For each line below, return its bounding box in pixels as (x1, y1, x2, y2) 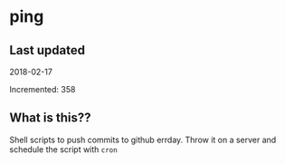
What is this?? (9, 111, 91, 126)
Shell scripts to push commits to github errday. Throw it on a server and (9, 134, 277, 145)
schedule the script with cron (9, 143, 118, 155)
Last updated (9, 43, 86, 58)
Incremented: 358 (9, 84, 76, 94)
